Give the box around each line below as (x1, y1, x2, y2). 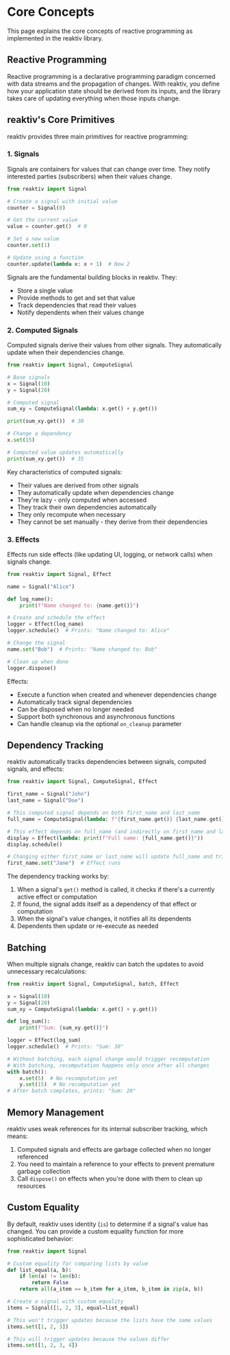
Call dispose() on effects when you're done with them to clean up (16, 1174, 203, 1183)
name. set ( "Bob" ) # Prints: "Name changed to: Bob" (7, 646, 157, 653)
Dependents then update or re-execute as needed (16, 922, 159, 930)
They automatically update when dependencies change (16, 488, 175, 496)
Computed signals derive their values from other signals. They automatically (7, 341, 222, 349)
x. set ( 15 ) (7, 437, 36, 443)
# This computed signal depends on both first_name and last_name (7, 809, 201, 817)
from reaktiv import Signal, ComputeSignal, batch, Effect (7, 980, 179, 987)
